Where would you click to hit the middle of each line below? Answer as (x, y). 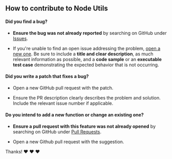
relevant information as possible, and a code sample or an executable (87, 59)
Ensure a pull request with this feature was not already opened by (84, 126)
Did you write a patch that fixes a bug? (47, 76)
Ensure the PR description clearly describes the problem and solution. (87, 97)
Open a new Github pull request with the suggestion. (68, 142)
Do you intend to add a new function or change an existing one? (74, 115)
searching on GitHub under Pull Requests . (57, 132)
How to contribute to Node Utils (57, 8)
